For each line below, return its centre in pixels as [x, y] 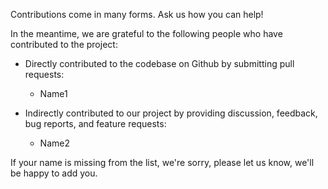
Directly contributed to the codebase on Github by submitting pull [159, 63]
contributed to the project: [64, 44]
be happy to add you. [54, 173]
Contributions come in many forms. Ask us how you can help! [137, 14]
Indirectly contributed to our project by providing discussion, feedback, [171, 113]
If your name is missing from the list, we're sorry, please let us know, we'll [162, 162]
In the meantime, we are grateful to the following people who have [146, 33]
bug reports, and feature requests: [95, 123]
